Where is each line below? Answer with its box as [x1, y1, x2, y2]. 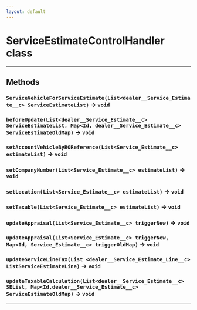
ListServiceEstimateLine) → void [6, 262, 101, 271]
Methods [6, 77, 40, 87]
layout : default [6, 8, 46, 15]
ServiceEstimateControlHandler [6, 34, 165, 47]
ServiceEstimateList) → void [27, 101, 110, 109]
